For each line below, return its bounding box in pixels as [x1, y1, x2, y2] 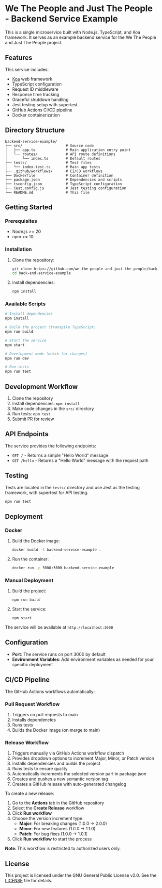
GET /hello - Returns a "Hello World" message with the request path [12, 457, 148, 463]
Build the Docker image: [12, 538, 60, 544]
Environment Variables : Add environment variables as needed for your [12, 656, 154, 662]
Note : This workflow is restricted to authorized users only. [5, 845, 121, 852]
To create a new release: [5, 790, 54, 796]
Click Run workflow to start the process [12, 836, 92, 842]
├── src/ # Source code [5, 143, 94, 148]
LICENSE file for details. [5, 878, 53, 884]
